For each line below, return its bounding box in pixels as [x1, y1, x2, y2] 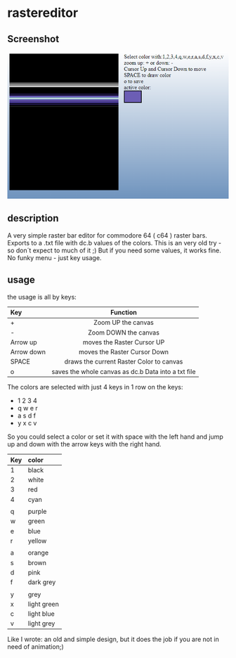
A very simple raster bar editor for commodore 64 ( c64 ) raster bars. [7, 231, 207, 240]
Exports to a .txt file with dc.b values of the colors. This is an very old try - [7, 238, 222, 247]
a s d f [17, 411, 37, 420]
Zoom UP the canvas [93, 318, 155, 327]
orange [27, 548, 49, 557]
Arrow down [10, 348, 46, 356]
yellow [27, 536, 47, 545]
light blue [27, 609, 55, 618]
